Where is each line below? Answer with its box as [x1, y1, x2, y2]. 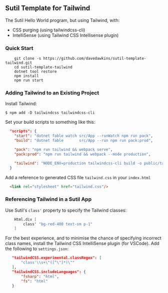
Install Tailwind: [5, 101, 37, 107]
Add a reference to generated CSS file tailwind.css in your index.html [5, 174, 151, 180]
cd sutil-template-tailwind [14, 65, 72, 70]
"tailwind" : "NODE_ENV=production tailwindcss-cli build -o [14, 161, 142, 166]
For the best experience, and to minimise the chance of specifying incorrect [5, 235, 161, 241]
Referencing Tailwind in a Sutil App [5, 196, 91, 203]
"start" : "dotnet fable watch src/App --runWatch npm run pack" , [14, 133, 153, 139]
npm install [14, 73, 39, 79]
